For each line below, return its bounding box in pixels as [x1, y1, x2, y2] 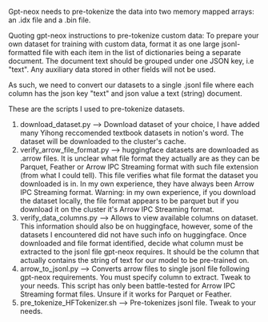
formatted [8, 48, 42, 57]
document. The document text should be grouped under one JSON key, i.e [8, 56, 254, 66]
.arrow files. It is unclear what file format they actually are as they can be [19, 153, 260, 163]
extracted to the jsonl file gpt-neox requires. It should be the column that [19, 247, 260, 256]
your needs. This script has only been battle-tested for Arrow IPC [19, 281, 236, 290]
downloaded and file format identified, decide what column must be [19, 239, 244, 248]
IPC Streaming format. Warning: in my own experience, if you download [19, 188, 256, 197]
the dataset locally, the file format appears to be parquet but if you [19, 196, 239, 205]
